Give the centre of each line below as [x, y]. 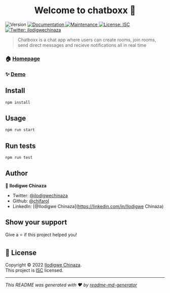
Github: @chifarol [31, 201]
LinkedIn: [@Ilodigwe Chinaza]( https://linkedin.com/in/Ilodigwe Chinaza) [88, 206]
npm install [18, 102]
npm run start [20, 130]
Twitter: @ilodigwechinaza [40, 195]
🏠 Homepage [23, 58]
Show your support [36, 223]
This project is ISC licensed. [34, 270]
